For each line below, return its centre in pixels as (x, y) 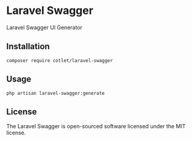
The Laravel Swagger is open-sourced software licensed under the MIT (96, 126)
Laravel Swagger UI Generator (44, 27)
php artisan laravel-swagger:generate (55, 93)
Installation (28, 46)
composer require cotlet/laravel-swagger (60, 60)
